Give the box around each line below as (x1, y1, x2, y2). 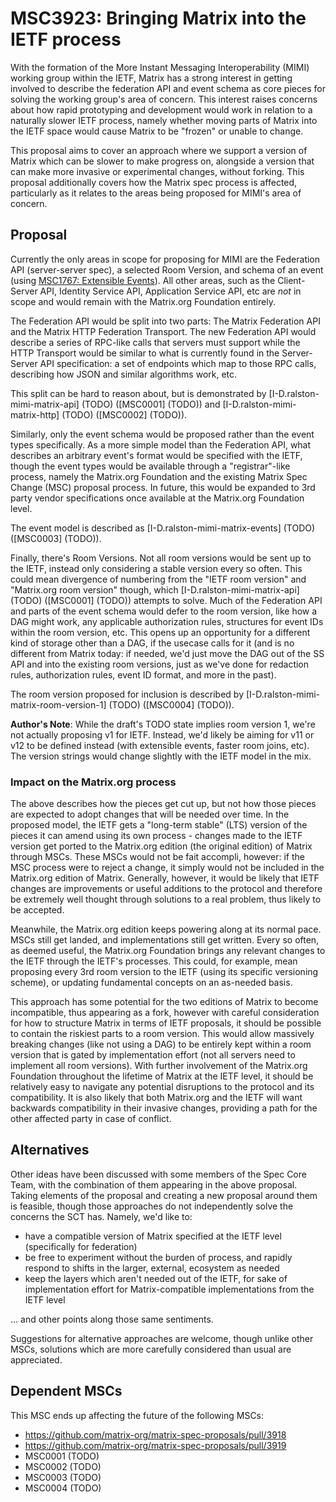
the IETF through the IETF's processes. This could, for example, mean (10, 955, 298, 967)
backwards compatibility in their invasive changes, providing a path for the (10, 1102, 318, 1114)
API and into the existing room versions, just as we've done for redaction (10, 658, 310, 670)
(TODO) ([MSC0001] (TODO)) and (81, 398, 221, 410)
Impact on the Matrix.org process (10, 775, 177, 789)
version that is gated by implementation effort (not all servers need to (10, 1049, 296, 1061)
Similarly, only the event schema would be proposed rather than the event (10, 428, 315, 440)
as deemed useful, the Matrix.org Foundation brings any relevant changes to (10, 945, 326, 957)
